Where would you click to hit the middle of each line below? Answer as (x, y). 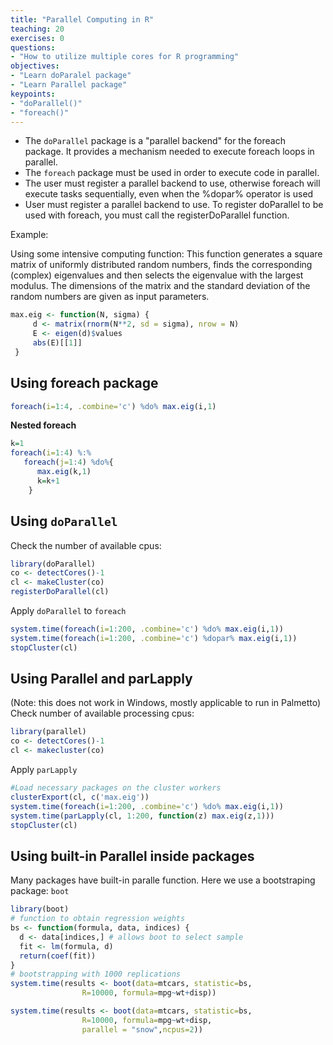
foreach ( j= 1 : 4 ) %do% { (68, 462)
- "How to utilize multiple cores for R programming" (125, 57)
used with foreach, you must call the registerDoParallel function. (157, 215)
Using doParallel (64, 521)
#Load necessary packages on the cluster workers (116, 788)
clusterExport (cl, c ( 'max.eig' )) (80, 797)
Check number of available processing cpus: (102, 713)
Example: (29, 235)
